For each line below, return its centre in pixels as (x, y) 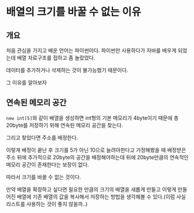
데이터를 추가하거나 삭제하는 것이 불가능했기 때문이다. (67, 70)
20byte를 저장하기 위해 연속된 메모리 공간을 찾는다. (64, 125)
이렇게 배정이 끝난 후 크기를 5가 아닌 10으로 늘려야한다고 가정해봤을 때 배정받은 (96, 150)
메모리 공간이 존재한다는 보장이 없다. (47, 165)
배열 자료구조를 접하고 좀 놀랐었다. (56, 58)
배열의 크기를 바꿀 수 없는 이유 (74, 12)
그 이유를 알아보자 (26, 83)
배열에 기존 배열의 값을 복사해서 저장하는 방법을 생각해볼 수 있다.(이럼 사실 (101, 197)
